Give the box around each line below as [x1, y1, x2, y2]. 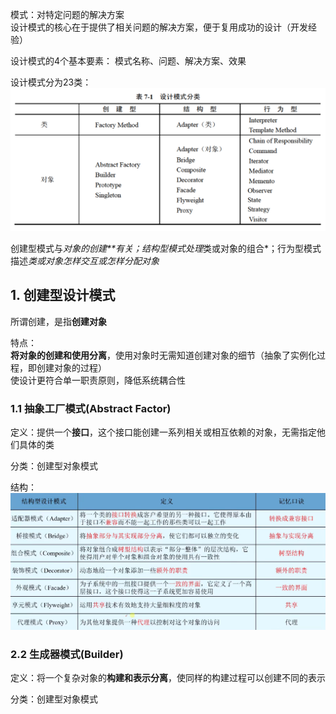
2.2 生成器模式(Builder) [10, 647, 124, 661]
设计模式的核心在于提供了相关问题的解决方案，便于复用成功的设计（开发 [10, 21, 308, 33]
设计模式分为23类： [10, 76, 92, 88]
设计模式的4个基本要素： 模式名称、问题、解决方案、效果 [10, 55, 247, 67]
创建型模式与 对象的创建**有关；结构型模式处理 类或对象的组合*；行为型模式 [10, 242, 322, 254]
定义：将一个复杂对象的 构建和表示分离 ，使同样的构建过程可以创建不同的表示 [10, 672, 326, 684]
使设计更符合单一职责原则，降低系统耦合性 [10, 374, 186, 386]
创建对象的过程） [36, 361, 107, 373]
